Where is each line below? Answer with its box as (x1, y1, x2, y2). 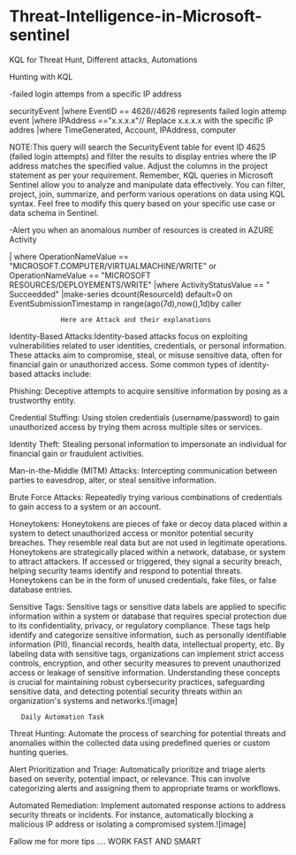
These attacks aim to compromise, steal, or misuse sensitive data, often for (9, 350, 283, 360)
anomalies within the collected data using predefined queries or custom (9, 737, 271, 748)
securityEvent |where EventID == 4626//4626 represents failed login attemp (9, 105, 287, 116)
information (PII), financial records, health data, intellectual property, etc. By (9, 639, 285, 650)
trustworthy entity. (9, 395, 77, 405)
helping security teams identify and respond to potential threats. (9, 565, 243, 576)
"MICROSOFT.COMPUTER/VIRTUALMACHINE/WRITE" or (9, 260, 216, 271)
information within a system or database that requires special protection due (9, 611, 287, 621)
